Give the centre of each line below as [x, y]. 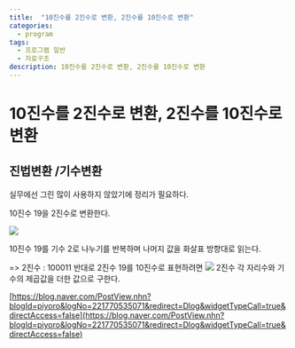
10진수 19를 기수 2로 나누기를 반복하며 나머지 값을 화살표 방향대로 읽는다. [135, 249]
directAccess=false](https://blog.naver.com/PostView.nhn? [117, 315]
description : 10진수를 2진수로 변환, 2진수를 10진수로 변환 [108, 67]
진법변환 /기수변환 [56, 171]
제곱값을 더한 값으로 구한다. [73, 278]
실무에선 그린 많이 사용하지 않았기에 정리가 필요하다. [99, 194]
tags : [19, 42]
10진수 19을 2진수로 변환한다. [60, 213]
